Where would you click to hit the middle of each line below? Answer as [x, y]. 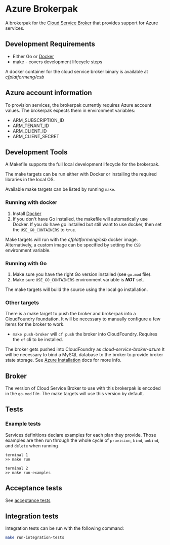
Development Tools [36, 152]
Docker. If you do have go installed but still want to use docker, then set [87, 224]
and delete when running [32, 445]
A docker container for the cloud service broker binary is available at [77, 71]
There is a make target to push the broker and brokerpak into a [71, 314]
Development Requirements [50, 44]
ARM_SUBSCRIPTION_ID [38, 120]
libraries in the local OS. [30, 180]
